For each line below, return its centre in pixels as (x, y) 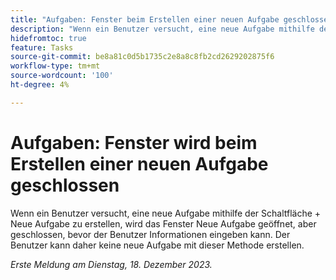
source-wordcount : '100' (62, 76)
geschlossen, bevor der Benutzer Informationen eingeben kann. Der (150, 234)
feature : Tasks (42, 47)
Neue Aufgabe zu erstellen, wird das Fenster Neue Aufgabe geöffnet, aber (163, 223)
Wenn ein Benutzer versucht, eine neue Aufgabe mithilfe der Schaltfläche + (166, 213)
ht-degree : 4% (40, 85)
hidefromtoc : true (48, 38)
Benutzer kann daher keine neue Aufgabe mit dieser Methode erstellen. (157, 245)
